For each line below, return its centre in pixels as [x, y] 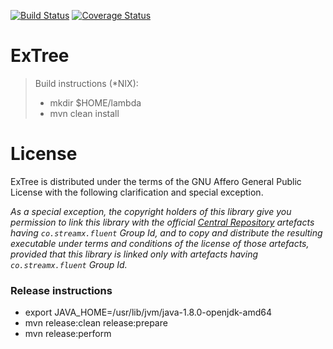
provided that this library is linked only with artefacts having [134, 254]
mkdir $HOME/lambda [95, 102]
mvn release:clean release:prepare [96, 323]
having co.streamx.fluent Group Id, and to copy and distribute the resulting [166, 232]
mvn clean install [84, 113]
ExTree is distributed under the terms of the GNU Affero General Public [156, 181]
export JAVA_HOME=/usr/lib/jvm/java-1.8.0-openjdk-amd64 [148, 312]
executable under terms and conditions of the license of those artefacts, [160, 243]
